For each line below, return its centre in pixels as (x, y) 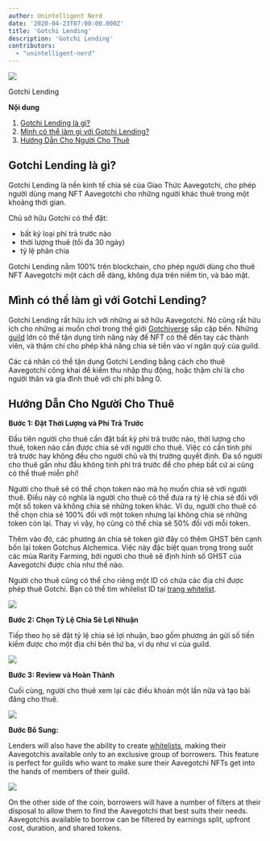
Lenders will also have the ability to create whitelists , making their (117, 746)
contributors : (32, 46)
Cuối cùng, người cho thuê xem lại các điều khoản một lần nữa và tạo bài (129, 691)
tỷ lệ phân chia (45, 251)
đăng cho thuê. (33, 699)
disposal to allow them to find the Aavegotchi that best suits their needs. (128, 811)
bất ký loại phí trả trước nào (66, 233)
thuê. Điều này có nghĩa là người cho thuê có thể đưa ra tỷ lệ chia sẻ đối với (133, 497)
